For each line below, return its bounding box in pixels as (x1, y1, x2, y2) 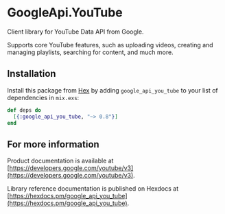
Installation (7, 68, 56, 80)
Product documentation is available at (7, 156, 114, 165)
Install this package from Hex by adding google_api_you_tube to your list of (7, 86, 218, 94)
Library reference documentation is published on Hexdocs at (7, 185, 179, 193)
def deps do (7, 106, 41, 114)
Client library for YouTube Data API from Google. (7, 27, 144, 36)
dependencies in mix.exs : (7, 93, 80, 102)
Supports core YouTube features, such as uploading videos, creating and (7, 40, 214, 49)
